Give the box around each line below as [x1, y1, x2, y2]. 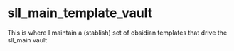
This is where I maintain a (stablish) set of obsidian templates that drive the [7, 28, 228, 37]
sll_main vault [7, 35, 48, 44]
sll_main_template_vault [7, 5, 153, 21]
